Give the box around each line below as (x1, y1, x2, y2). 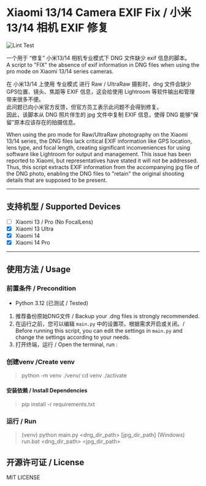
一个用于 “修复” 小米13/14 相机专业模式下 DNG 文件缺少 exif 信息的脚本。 (6, 54, 191, 61)
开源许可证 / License (6, 457, 85, 468)
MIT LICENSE (6, 474, 40, 481)
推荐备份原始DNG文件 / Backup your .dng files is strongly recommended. (15, 312, 200, 319)
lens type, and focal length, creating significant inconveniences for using (6, 143, 191, 151)
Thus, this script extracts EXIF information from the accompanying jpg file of (6, 163, 200, 170)
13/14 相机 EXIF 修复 (6, 21, 109, 35)
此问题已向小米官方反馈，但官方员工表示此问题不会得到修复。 (6, 103, 162, 110)
